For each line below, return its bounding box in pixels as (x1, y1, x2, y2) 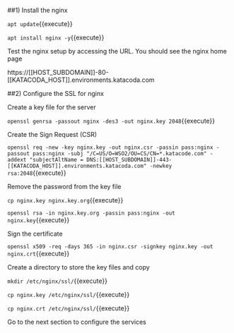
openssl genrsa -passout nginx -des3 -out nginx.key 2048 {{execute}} (7, 116, 216, 125)
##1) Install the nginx (7, 6, 69, 14)
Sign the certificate (7, 229, 63, 238)
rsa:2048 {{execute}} (7, 169, 67, 177)
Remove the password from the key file (7, 183, 122, 190)
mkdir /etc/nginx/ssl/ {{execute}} (7, 277, 108, 285)
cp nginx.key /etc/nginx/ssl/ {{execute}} (7, 291, 130, 298)
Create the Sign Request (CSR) (7, 131, 98, 138)
